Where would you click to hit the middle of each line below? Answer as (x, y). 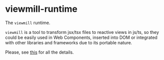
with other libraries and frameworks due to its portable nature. (69, 42)
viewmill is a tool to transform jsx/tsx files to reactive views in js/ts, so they (82, 32)
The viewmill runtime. (28, 23)
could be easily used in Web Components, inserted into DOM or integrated (81, 37)
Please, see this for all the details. (40, 52)
